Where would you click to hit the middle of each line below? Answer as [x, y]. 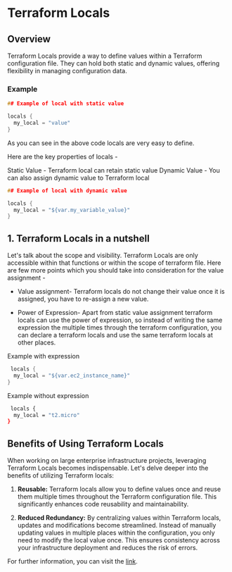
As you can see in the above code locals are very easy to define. [101, 143]
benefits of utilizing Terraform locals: [61, 475]
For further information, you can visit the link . [73, 561]
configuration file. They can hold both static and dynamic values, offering [114, 63]
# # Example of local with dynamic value [67, 191]
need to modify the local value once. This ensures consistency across [118, 540]
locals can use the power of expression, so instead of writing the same [120, 320]
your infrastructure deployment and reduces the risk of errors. [108, 548]
